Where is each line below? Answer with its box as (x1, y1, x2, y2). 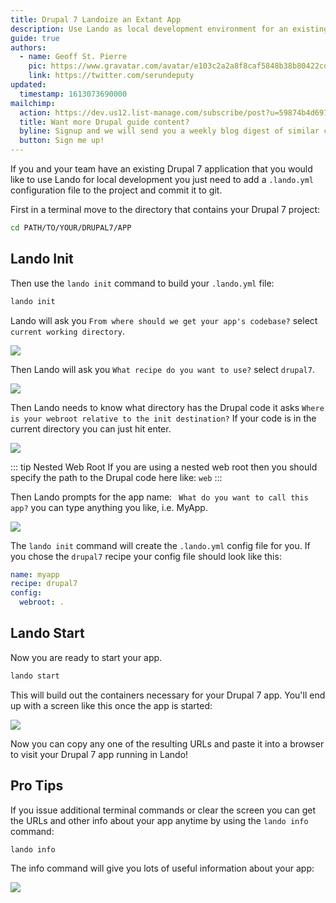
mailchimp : (10, 98, 56, 108)
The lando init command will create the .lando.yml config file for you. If (10, 539, 311, 551)
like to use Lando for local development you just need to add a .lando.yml (10, 174, 315, 185)
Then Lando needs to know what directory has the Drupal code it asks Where (10, 401, 325, 413)
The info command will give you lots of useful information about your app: (10, 862, 315, 875)
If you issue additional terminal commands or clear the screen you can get (10, 804, 317, 816)
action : (19, 107, 52, 118)
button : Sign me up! (19, 136, 105, 146)
